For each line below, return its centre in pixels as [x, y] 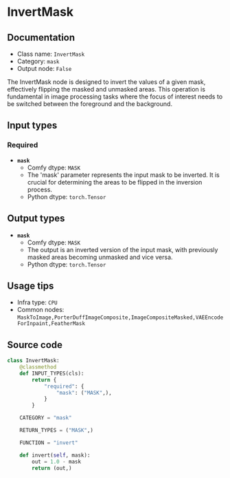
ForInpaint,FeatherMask [51, 324]
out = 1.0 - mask [56, 461]
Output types [36, 219]
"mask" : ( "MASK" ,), [84, 393]
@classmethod [38, 367]
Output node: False [44, 69]
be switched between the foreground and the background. [90, 104]
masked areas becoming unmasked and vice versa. [100, 257]
